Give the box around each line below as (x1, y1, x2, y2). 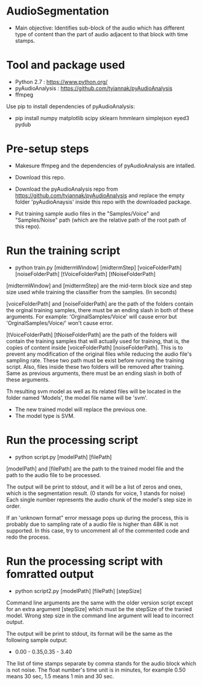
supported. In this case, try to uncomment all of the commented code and (6, 527, 190, 534)
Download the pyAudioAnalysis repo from (14, 185, 119, 193)
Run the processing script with (6, 554, 163, 568)
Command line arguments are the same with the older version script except (6, 599, 194, 606)
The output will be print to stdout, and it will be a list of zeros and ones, (6, 483, 183, 490)
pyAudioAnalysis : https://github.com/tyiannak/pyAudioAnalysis (14, 85, 173, 92)
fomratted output (6, 567, 94, 581)
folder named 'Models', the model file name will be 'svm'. (6, 394, 148, 401)
